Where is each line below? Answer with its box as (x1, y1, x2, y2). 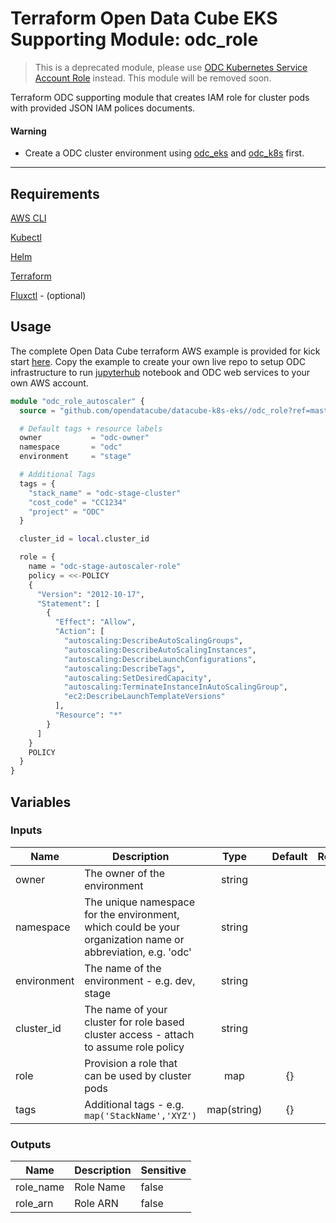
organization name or (84, 932, 185, 946)
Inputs (10, 823, 43, 837)
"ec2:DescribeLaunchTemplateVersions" (63, 692, 226, 702)
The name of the (84, 961, 162, 975)
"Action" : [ (54, 627, 105, 637)
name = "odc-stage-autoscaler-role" (28, 562, 182, 572)
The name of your (84, 1002, 168, 1016)
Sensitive (140, 1163, 187, 1177)
